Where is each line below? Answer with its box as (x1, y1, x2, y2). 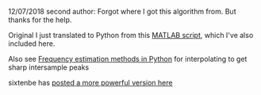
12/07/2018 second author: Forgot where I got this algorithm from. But (8, 7, 236, 16)
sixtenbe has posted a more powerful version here (8, 78, 173, 87)
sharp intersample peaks (8, 63, 90, 72)
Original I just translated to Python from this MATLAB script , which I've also (8, 31, 254, 40)
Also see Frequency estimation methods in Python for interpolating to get (8, 55, 248, 63)
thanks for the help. (8, 15, 72, 25)
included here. (8, 39, 56, 48)
